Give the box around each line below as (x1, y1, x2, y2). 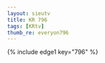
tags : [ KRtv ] (7, 23, 45, 29)
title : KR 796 (7, 16, 48, 23)
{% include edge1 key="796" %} (7, 48, 98, 56)
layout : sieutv (7, 10, 51, 17)
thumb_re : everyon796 (7, 29, 69, 36)
